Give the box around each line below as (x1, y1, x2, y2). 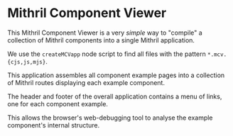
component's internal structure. (7, 120, 100, 129)
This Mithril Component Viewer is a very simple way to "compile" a (7, 28, 202, 37)
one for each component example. (7, 99, 109, 108)
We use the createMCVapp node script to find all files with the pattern (7, 50, 206, 58)
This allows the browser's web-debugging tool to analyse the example (7, 113, 213, 122)
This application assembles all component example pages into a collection (7, 71, 225, 79)
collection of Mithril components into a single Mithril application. (7, 35, 195, 44)
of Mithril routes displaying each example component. (7, 78, 166, 86)
